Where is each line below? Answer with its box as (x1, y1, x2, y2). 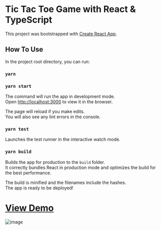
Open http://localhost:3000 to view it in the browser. (5, 99, 113, 105)
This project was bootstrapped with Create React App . (5, 31, 117, 37)
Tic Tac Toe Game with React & (5, 4, 136, 15)
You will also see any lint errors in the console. (5, 114, 101, 120)
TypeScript (5, 14, 52, 26)
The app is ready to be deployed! (5, 184, 73, 191)
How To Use (5, 45, 43, 54)
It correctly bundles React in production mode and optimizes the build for (5, 164, 156, 170)
